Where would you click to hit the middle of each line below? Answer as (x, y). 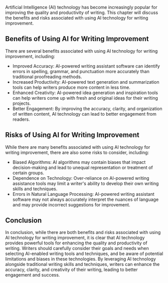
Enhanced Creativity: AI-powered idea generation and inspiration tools (85, 93)
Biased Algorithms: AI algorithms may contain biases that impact (79, 162)
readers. (21, 119)
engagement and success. (33, 275)
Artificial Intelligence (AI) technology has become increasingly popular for (81, 7)
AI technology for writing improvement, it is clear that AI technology (75, 238)
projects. (22, 103)
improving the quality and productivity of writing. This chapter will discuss (82, 13)
